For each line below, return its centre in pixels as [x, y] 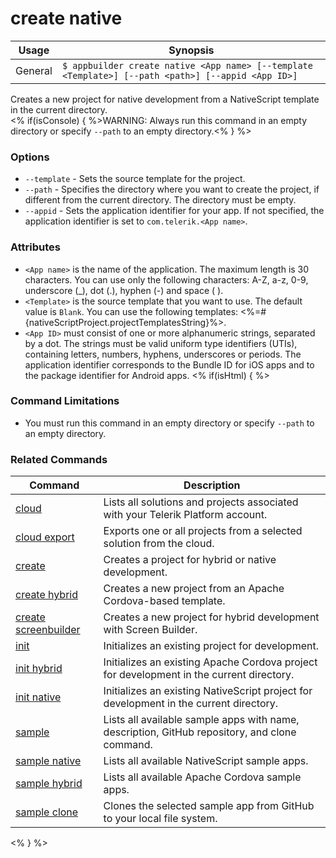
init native [38, 697]
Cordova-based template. [164, 601]
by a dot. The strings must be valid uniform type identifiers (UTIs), [161, 343]
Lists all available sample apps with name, [201, 720]
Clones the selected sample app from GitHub [209, 806]
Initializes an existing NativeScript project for [208, 691]
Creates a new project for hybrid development [211, 617]
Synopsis [191, 50]
